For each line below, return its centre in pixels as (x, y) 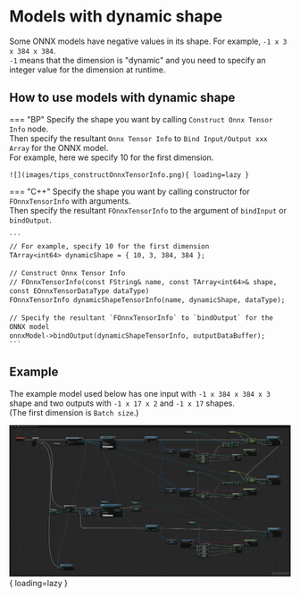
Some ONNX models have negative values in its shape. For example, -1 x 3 (148, 41)
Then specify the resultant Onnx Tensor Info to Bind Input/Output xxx (138, 138)
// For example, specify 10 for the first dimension (109, 246)
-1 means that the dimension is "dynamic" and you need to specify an (137, 60)
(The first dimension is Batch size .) (74, 412)
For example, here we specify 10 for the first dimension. (112, 157)
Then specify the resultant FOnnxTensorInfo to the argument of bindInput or (148, 210)
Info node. (29, 129)
